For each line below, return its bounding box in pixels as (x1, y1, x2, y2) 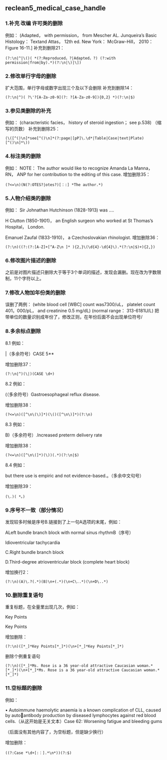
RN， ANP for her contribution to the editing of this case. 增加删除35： (5, 171, 151, 177)
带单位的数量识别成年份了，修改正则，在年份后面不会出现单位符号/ (5, 314, 143, 320)
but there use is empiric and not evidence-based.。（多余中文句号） (5, 472, 144, 478)
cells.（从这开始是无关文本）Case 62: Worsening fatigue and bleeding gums (5, 718, 162, 724)
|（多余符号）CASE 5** (5, 350, 54, 356)
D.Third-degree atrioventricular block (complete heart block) (5, 559, 130, 565)
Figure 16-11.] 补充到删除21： (5, 44, 65, 50)
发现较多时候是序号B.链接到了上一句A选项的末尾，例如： (5, 519, 122, 525)
